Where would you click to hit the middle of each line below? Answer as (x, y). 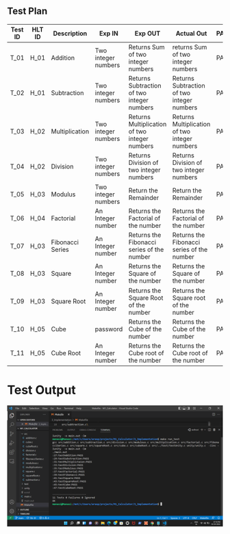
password (109, 329)
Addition (63, 58)
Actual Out (191, 33)
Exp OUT (148, 33)
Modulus (63, 194)
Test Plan (27, 11)
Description (70, 33)
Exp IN (108, 33)
